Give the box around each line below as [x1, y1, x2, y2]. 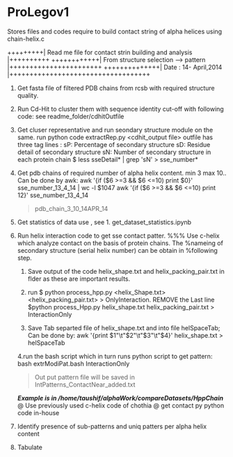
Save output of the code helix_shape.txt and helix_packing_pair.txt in [27, 267, 225, 275]
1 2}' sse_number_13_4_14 [17, 191, 89, 199]
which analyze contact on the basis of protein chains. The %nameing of [17, 238, 224, 247]
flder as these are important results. [27, 274, 131, 283]
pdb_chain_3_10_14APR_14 [34, 204, 109, 212]
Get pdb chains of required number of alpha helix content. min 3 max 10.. [17, 169, 227, 177]
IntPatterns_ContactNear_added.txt [34, 380, 136, 389]
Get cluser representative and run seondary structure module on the [17, 125, 214, 134]
